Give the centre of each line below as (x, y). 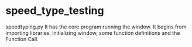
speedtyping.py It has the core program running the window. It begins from (96, 27)
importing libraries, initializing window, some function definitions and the (93, 32)
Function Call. (22, 39)
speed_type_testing (55, 11)
